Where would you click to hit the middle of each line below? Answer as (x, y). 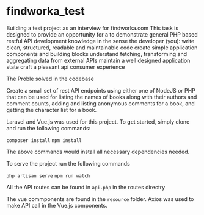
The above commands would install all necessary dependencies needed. (98, 152)
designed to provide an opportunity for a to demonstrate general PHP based (102, 34)
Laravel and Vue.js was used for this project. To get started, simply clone (98, 122)
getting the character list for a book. (52, 110)
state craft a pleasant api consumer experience (66, 67)
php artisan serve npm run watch (48, 176)
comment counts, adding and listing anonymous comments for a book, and (101, 103)
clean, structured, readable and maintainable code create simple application (102, 48)
